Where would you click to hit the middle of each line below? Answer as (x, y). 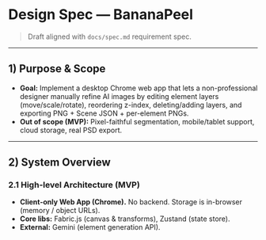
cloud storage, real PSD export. (71, 130)
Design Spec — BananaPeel (101, 15)
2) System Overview (59, 163)
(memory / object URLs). (60, 211)
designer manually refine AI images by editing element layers (119, 96)
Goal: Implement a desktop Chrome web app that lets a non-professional (139, 88)
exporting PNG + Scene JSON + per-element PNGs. (104, 113)
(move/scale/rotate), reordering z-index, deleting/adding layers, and (131, 105)
